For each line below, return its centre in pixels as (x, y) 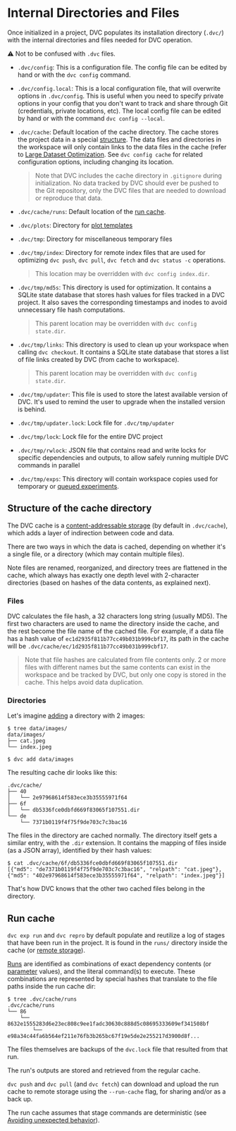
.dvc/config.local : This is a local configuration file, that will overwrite (119, 88)
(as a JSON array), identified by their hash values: (80, 851)
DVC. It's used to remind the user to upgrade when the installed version (121, 401)
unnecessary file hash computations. (71, 310)
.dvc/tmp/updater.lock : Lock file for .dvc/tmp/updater (96, 423)
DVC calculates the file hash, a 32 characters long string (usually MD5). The (117, 616)
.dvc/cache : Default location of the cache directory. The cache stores (118, 132)
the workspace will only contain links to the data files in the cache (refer (122, 146)
